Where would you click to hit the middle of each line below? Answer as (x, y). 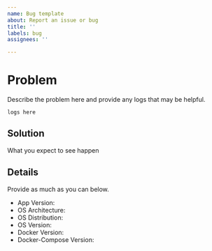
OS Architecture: (41, 210)
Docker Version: (41, 232)
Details (23, 173)
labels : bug (24, 33)
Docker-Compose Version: (56, 239)
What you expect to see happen (53, 150)
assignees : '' (28, 40)
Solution (26, 134)
